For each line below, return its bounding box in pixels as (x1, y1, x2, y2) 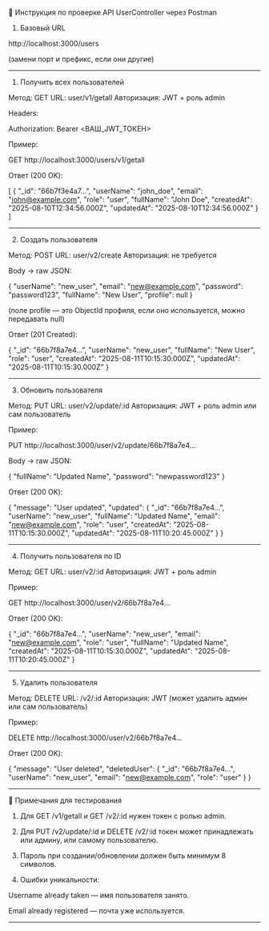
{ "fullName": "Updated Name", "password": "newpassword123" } (8, 472, 226, 481)
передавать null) (8, 314, 66, 323)
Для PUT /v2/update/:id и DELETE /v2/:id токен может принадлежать (19, 827, 254, 836)
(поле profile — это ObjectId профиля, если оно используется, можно (8, 306, 246, 315)
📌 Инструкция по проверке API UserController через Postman (8, 8, 218, 17)
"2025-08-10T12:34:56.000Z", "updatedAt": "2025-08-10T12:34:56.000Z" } (8, 203, 259, 213)
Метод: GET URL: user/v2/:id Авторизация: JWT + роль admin (8, 567, 217, 576)
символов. (19, 860, 57, 868)
